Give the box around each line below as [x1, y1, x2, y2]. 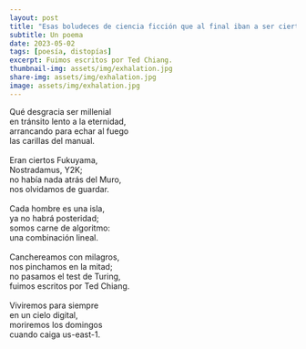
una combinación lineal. [9, 231, 98, 242]
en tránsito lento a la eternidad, [9, 116, 127, 127]
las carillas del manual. [9, 135, 96, 146]
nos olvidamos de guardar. [9, 183, 109, 194]
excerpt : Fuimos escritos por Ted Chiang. [9, 56, 173, 65]
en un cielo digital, [9, 309, 79, 320]
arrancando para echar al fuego [9, 125, 129, 137]
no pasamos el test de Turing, [9, 271, 121, 282]
